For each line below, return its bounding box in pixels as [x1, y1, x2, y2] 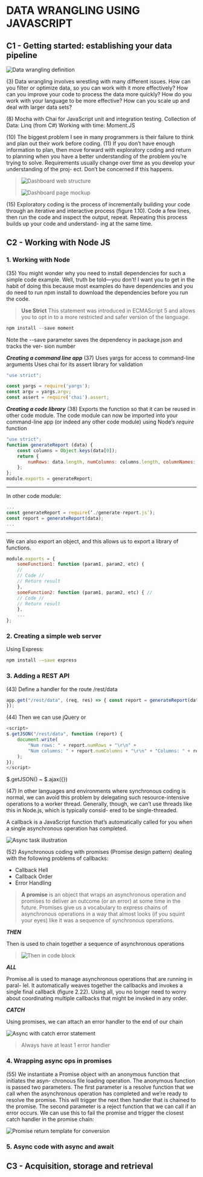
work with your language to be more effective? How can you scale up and [6, 97, 190, 104]
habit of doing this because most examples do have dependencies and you [6, 282, 193, 289]
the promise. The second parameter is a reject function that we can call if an [6, 1103, 196, 1110]
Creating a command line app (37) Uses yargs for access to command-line [6, 354, 195, 361]
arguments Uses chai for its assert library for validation [6, 361, 143, 368]
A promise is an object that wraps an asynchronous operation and [21, 891, 186, 899]
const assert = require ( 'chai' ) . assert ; [6, 395, 110, 401]
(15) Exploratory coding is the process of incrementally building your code [6, 201, 190, 208]
